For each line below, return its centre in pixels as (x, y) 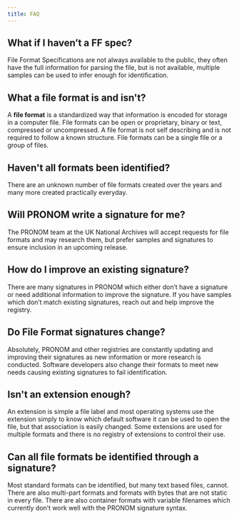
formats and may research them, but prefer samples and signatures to (110, 239)
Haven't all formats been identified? (89, 167)
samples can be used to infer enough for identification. (88, 75)
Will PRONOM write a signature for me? (96, 215)
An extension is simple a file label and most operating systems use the (111, 412)
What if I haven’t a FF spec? (70, 43)
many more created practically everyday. (67, 193)
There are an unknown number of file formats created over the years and (115, 185)
